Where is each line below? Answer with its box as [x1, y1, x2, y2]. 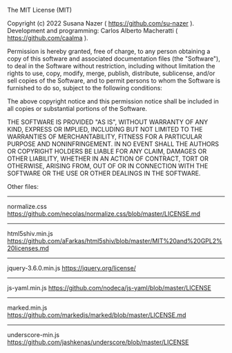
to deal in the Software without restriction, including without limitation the [7, 62, 215, 70]
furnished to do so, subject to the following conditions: [7, 84, 162, 92]
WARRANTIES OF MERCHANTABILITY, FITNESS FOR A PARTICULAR [7, 132, 202, 141]
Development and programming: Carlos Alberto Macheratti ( [7, 27, 178, 34]
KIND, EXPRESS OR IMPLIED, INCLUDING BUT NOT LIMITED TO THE [7, 125, 203, 133]
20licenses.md [7, 244, 50, 252]
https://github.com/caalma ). [7, 34, 88, 42]
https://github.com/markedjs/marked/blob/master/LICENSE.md [7, 311, 186, 319]
